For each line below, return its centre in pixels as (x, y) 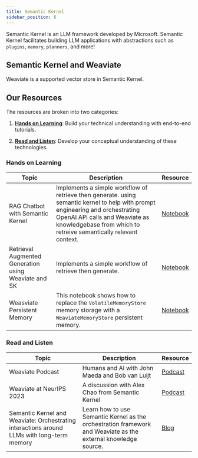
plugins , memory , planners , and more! (51, 46)
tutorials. (25, 130)
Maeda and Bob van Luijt (117, 375)
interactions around (36, 427)
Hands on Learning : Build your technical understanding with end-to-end (103, 123)
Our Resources (34, 98)
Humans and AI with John (118, 368)
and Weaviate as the (110, 431)
